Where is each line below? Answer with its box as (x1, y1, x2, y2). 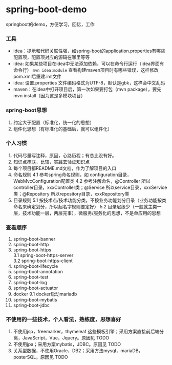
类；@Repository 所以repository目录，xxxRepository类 (13, 190, 130, 197)
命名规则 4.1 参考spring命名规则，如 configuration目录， (13, 171, 132, 178)
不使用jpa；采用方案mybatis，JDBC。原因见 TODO (13, 341, 121, 348)
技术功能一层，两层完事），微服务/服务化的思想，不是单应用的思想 (22, 210, 161, 216)
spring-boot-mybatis (13, 297, 57, 303)
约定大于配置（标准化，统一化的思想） (13, 119, 94, 125)
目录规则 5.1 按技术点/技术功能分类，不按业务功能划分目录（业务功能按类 (13, 197, 167, 203)
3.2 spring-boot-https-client (13, 257, 73, 264)
